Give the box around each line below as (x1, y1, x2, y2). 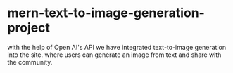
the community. (7, 58, 53, 66)
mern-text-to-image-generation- (7, 5, 206, 21)
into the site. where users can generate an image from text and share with (7, 51, 222, 59)
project (7, 20, 51, 36)
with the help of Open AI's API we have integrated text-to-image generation (7, 43, 227, 51)
